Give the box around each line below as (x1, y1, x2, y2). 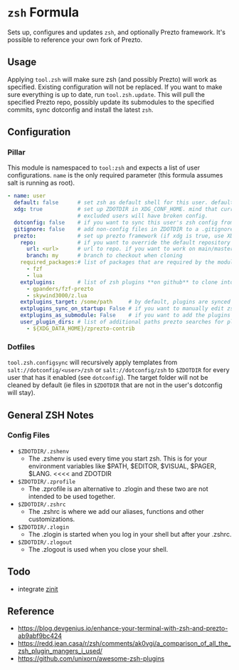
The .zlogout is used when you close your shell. (28, 545, 169, 553)
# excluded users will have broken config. (77, 212, 208, 220)
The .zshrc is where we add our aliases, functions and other (28, 507, 204, 515)
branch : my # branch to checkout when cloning (26, 252, 183, 259)
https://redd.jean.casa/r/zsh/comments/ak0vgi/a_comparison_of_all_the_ (17, 639, 231, 648)
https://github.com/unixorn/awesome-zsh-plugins (17, 654, 165, 663)
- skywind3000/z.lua (26, 292, 87, 299)
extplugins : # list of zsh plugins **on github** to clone (20, 279, 218, 286)
